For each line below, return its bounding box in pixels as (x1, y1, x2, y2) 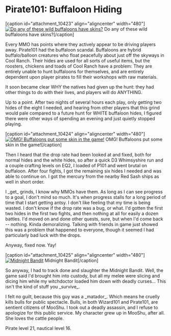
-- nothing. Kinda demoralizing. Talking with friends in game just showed (5, 221, 158, 227)
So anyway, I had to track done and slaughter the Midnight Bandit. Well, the (5, 267, 163, 273)
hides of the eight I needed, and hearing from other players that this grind (5, 104, 160, 110)
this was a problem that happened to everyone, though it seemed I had (5, 227, 154, 233)
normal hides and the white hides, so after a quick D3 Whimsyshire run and (5, 157, 163, 163)
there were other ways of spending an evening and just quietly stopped (5, 115, 156, 121)
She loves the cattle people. (5, 315, 64, 321)
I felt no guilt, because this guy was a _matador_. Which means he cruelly (5, 293, 160, 300)
